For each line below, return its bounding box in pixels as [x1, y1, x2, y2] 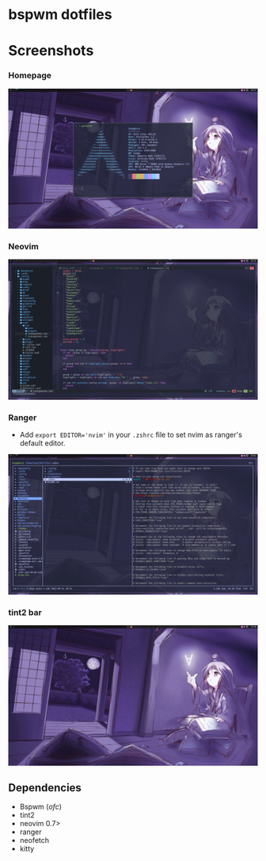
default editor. [19, 438, 66, 448]
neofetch [19, 836, 50, 845]
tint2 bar [8, 607, 42, 618]
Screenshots [8, 42, 94, 60]
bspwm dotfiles [8, 6, 112, 24]
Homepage [8, 70, 51, 81]
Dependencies [8, 781, 82, 795]
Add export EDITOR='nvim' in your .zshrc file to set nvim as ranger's [19, 430, 243, 440]
